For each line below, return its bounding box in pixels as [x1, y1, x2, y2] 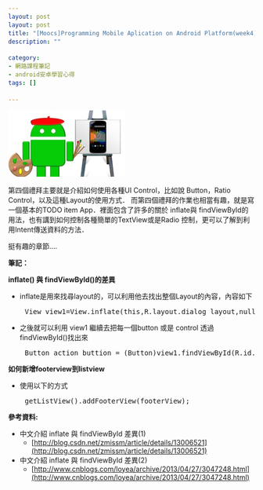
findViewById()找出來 [19, 332, 88, 342]
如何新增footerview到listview [8, 364, 106, 373]
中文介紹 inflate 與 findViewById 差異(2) [19, 455, 148, 465]
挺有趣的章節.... [8, 241, 58, 250]
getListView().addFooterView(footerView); [24, 397, 190, 405]
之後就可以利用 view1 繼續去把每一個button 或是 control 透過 [19, 323, 214, 332]
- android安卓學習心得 [8, 71, 75, 79]
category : [8, 54, 41, 62]
